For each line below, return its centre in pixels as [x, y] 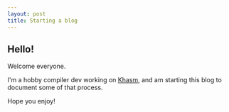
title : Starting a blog [43, 21]
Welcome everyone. [37, 66]
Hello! [21, 49]
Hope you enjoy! [31, 101]
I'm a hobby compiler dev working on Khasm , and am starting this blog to [114, 80]
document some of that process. [55, 88]
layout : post [27, 14]
